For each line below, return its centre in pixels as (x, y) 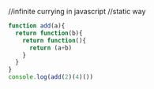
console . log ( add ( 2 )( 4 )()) (51, 77)
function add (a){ (37, 26)
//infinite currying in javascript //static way (77, 11)
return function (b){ (49, 33)
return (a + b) (51, 48)
